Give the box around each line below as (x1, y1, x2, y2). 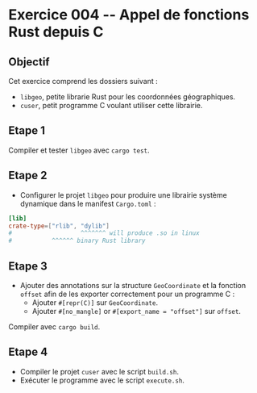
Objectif (8, 55, 50, 69)
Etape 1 (8, 123, 46, 138)
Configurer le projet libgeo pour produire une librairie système (19, 190, 227, 199)
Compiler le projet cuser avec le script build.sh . (19, 366, 180, 376)
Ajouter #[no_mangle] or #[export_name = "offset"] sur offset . (31, 306, 242, 316)
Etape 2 (8, 169, 48, 182)
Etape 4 (8, 345, 48, 359)
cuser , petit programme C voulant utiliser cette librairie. (19, 101, 203, 110)
